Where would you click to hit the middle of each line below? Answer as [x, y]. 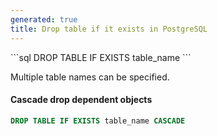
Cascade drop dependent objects [81, 100]
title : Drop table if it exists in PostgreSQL [109, 29]
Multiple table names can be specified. [90, 77]
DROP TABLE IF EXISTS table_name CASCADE [98, 121]
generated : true [44, 19]
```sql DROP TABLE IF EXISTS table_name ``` [101, 57]
